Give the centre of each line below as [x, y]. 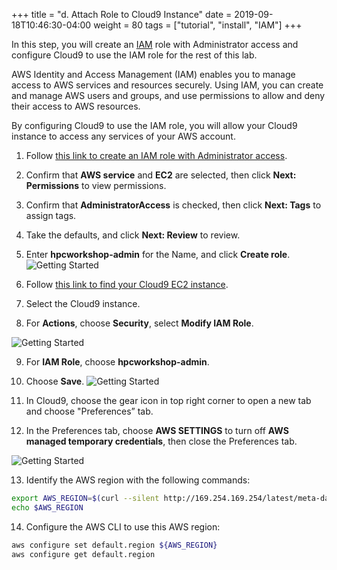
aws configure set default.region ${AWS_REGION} [114, 545]
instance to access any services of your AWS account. [123, 136]
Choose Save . [55, 381]
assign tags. [51, 215]
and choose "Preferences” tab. [89, 411]
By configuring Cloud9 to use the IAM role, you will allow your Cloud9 [154, 125]
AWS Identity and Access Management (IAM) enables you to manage [153, 74]
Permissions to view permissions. [96, 185]
